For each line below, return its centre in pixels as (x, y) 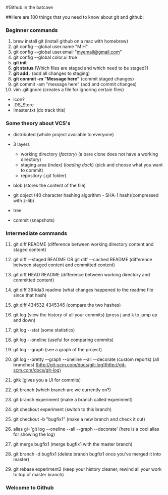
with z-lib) (23, 200)
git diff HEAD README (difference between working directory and (81, 274)
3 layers (21, 144)
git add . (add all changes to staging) (51, 73)
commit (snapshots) (34, 220)
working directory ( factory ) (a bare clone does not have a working (89, 154)
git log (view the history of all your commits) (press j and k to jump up (85, 315)
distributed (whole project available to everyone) (63, 134)
